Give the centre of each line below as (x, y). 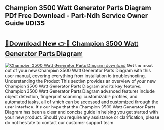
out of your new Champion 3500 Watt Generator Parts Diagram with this (78, 71)
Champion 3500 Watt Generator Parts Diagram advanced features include (80, 91)
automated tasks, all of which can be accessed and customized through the (82, 102)
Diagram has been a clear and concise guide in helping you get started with (82, 112)
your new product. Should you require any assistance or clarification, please (82, 117)
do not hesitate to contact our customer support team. (60, 122)
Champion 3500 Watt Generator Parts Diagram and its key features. (73, 86)
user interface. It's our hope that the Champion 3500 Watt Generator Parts (80, 107)
